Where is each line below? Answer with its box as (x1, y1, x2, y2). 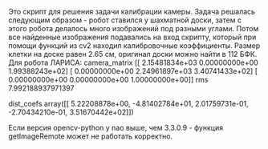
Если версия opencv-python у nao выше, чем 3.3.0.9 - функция (8, 123, 223, 132)
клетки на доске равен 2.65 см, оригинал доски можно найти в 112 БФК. (8, 50, 258, 58)
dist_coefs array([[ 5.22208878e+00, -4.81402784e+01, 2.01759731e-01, (8, 99, 249, 108)
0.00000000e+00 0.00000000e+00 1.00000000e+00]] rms (8, 75, 209, 84)
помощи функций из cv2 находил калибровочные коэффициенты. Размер (8, 41, 261, 50)
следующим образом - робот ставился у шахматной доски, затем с (8, 15, 242, 25)
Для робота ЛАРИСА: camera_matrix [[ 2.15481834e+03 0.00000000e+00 (8, 58, 258, 67)
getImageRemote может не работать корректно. (8, 131, 173, 141)
